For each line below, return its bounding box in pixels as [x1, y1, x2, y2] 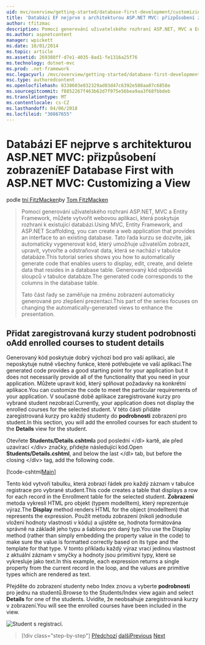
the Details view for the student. [6, 425, 87, 433]
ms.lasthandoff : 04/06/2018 [6, 105, 78, 112]
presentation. [21, 310, 55, 318]
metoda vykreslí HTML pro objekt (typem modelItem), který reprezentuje [6, 499, 189, 507]
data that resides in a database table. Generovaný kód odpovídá [21, 266, 182, 274]
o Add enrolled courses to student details [6, 338, 165, 348]
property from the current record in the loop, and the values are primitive [6, 565, 190, 572]
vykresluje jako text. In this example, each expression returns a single [6, 558, 179, 565]
